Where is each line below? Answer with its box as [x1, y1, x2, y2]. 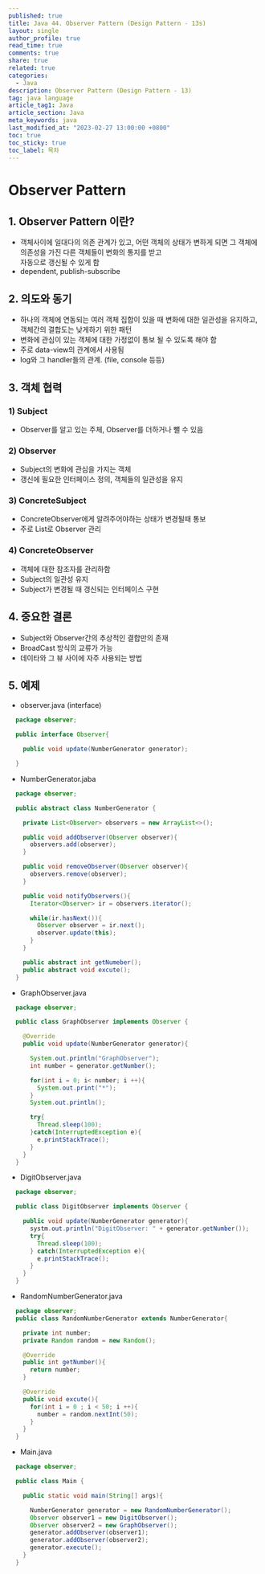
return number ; [29, 1366, 81, 1374]
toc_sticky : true [8, 138, 67, 147]
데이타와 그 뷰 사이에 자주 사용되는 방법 [19, 652, 143, 663]
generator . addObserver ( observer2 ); [29, 1536, 149, 1544]
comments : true [8, 49, 59, 57]
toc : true [8, 131, 42, 139]
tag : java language [8, 94, 74, 102]
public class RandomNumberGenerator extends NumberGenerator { [15, 1314, 228, 1323]
